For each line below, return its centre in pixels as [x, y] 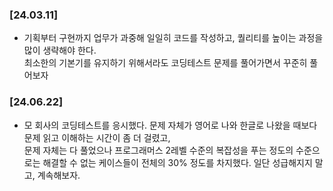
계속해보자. [59, 175]
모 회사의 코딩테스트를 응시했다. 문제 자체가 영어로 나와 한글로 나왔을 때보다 [170, 125]
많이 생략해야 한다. [60, 50]
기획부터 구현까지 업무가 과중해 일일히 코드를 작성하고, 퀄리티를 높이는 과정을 [173, 38]
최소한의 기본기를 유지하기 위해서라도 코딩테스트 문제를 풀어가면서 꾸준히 [165, 63]
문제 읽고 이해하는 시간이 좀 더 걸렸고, [97, 137]
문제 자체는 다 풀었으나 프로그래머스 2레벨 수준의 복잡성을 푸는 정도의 [158, 150]
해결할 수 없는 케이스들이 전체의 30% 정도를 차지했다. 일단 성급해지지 [177, 162]
